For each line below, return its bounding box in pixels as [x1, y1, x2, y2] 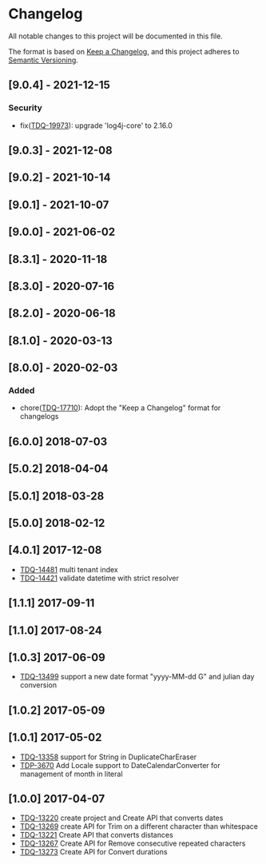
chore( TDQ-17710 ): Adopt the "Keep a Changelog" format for [19, 403, 221, 412]
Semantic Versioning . [8, 55, 78, 65]
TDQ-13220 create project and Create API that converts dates [19, 813, 224, 823]
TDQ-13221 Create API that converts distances [19, 830, 173, 840]
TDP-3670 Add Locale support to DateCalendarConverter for [19, 760, 221, 770]
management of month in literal [19, 769, 123, 778]
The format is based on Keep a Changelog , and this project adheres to [8, 46, 240, 56]
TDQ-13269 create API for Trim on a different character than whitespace [19, 822, 258, 831]
